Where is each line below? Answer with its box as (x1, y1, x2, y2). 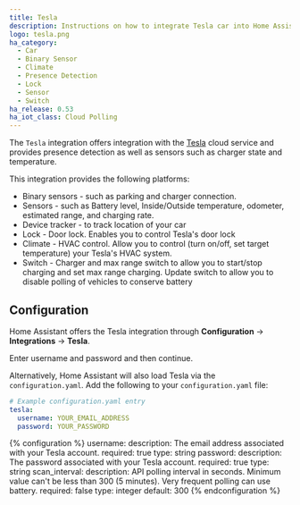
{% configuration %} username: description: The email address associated (9, 438, 284, 449)
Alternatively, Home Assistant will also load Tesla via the (9, 370, 216, 381)
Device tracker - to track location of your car (21, 220, 187, 231)
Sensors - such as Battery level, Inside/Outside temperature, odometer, (21, 200, 284, 211)
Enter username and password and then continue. (9, 352, 194, 363)
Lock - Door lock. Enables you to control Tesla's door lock (21, 229, 236, 240)
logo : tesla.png (9, 29, 70, 38)
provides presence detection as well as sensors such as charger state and (9, 147, 283, 157)
